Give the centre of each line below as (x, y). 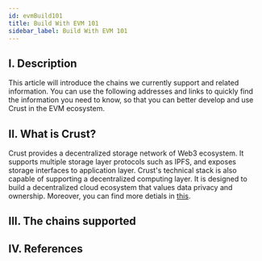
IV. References (46, 249)
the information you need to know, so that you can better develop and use (131, 100)
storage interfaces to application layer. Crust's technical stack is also (123, 170)
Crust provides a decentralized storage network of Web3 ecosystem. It (126, 153)
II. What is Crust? (52, 134)
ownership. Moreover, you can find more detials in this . (100, 196)
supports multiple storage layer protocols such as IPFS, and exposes (122, 162)
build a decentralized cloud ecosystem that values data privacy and (121, 187)
